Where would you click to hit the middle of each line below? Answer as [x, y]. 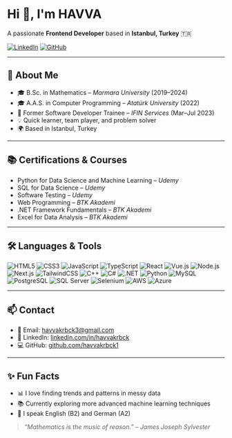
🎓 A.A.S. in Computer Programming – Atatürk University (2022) [108, 102]
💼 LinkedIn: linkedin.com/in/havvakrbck [73, 338]
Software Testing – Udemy [55, 195]
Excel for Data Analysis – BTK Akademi [72, 217]
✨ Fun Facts [33, 376]
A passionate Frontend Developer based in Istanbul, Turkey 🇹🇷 [99, 33]
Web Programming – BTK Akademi [66, 202]
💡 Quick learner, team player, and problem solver [87, 120]
